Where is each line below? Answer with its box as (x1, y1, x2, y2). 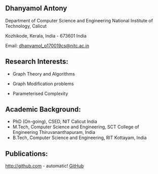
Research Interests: (5, 57, 68, 66)
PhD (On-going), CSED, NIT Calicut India (12, 119, 97, 125)
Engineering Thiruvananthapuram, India (12, 129, 95, 135)
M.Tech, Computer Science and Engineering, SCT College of (12, 124, 139, 130)
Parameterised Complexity (12, 90, 68, 96)
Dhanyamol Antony (5, 4, 67, 13)
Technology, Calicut (5, 23, 47, 29)
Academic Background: (5, 105, 81, 114)
